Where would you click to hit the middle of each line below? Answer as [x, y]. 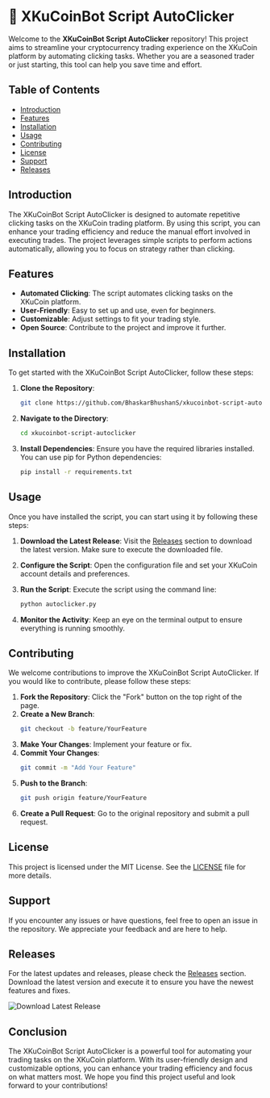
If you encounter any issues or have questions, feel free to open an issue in [133, 920]
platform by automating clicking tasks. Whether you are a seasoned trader [131, 56]
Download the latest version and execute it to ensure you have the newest [131, 982]
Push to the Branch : [54, 783]
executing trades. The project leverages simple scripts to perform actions [130, 240]
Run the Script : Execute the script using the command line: [118, 589]
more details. [30, 875]
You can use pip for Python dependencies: [91, 457]
